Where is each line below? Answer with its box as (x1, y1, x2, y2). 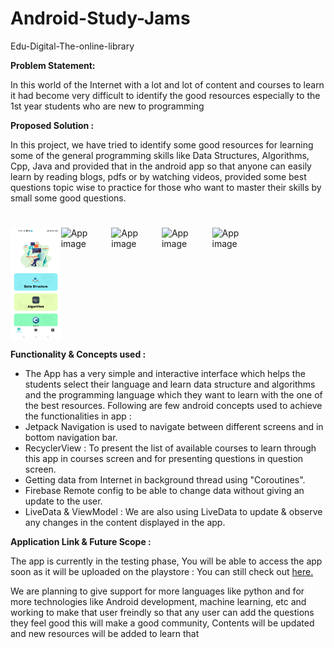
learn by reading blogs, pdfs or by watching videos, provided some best (10, 170, 307, 182)
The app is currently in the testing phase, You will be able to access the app (10, 555, 323, 567)
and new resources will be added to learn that (10, 627, 200, 639)
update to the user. (24, 495, 103, 507)
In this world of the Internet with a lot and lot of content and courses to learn (10, 78, 325, 91)
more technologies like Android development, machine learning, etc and (10, 595, 307, 607)
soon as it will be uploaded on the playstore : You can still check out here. (10, 565, 314, 577)
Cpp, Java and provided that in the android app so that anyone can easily (10, 160, 312, 172)
